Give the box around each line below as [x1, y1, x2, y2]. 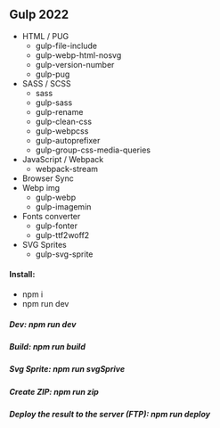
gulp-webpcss [35, 125, 89, 136]
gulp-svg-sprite [35, 249, 94, 259]
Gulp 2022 [9, 7, 69, 22]
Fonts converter [21, 210, 81, 221]
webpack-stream [35, 163, 99, 174]
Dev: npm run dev [9, 318, 77, 329]
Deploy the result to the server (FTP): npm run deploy [9, 409, 211, 420]
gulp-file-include [35, 40, 98, 51]
